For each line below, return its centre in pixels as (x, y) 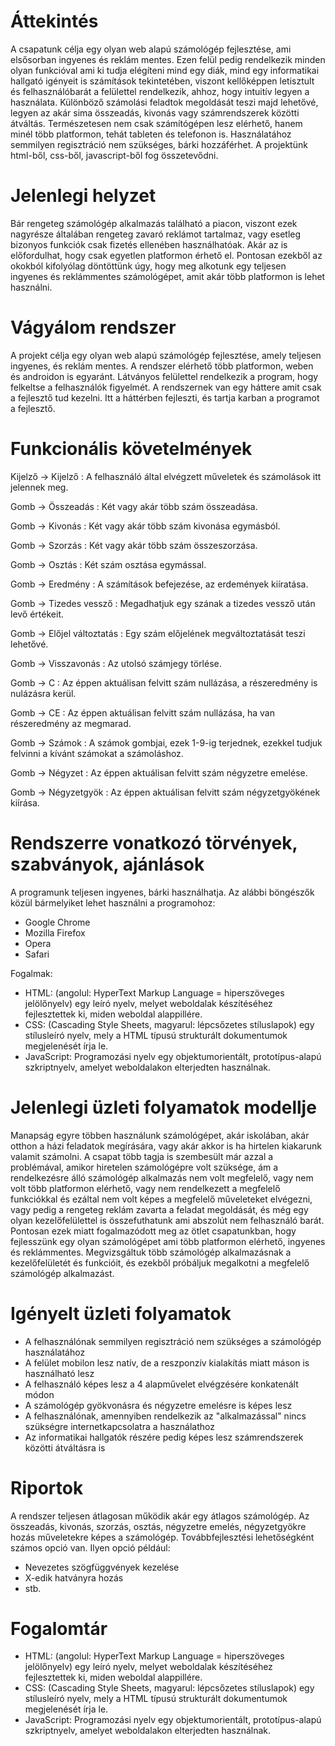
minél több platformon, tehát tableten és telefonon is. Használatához (151, 134)
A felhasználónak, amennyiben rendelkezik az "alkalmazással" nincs (165, 1416)
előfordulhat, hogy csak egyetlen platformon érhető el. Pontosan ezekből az (166, 255)
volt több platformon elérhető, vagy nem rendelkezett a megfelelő (145, 1188)
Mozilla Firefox (55, 932)
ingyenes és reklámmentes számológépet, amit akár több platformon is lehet (168, 276)
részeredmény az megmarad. (71, 723)
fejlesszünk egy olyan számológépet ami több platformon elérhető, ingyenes (168, 1241)
